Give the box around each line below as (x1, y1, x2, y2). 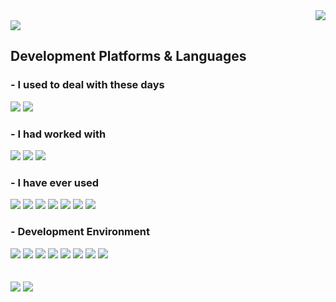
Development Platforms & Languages (10, 48, 247, 65)
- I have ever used (10, 175, 100, 189)
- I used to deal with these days (10, 78, 165, 92)
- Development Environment (10, 225, 150, 239)
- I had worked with (10, 127, 107, 141)
